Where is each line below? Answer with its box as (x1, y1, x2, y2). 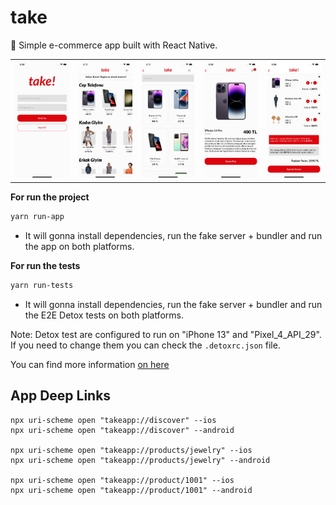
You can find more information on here (10, 358, 170, 370)
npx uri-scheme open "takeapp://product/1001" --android (10, 485, 253, 495)
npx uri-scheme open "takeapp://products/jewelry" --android (10, 455, 271, 465)
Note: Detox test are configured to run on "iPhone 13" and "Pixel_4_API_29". (10, 328, 322, 340)
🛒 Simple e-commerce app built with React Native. (10, 39, 218, 51)
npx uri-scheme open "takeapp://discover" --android (10, 425, 235, 435)
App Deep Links (10, 387, 112, 405)
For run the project (10, 191, 90, 203)
